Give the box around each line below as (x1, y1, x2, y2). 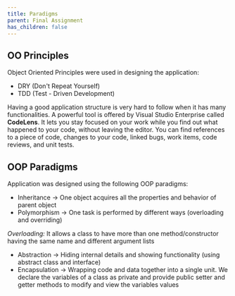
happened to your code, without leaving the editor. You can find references (7, 125, 225, 134)
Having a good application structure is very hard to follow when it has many (7, 103, 227, 111)
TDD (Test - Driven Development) (17, 90, 115, 98)
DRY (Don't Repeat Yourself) (17, 82, 101, 90)
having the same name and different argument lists (7, 237, 155, 245)
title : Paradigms (7, 10, 58, 18)
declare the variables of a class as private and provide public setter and (17, 273, 225, 281)
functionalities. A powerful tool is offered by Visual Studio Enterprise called (7, 111, 224, 119)
